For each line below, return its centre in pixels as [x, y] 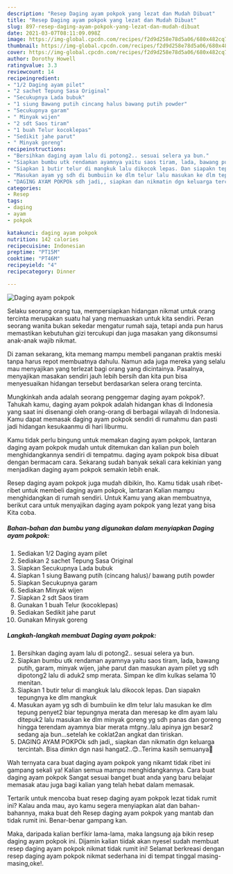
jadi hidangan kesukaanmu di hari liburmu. [68, 426]
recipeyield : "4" [32, 265]
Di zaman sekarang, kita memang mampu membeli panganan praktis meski [114, 354]
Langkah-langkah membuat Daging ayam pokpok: [82, 636]
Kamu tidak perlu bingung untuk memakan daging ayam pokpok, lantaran [112, 440]
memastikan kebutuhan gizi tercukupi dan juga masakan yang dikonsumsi [113, 333]
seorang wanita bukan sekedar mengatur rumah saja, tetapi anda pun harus [115, 325]
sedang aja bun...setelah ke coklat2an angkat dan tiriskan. [100, 734]
